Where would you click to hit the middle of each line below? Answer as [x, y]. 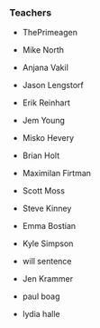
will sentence [47, 262]
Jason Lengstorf [53, 85]
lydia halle [41, 314]
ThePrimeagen [50, 33]
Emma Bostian [49, 226]
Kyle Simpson [48, 244]
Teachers [31, 13]
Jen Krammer [48, 279]
